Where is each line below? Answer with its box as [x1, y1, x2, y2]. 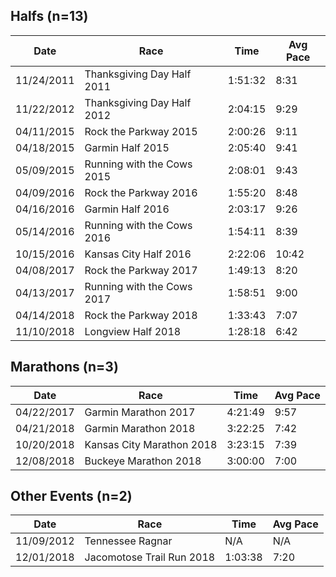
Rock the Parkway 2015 [84, 124, 198, 138]
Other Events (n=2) [10, 488, 133, 505]
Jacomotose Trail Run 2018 [84, 550, 216, 564]
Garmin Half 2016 [84, 202, 170, 216]
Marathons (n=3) [10, 359, 119, 376]
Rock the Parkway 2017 [84, 263, 198, 277]
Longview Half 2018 [84, 324, 182, 338]
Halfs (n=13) [10, 8, 89, 25]
